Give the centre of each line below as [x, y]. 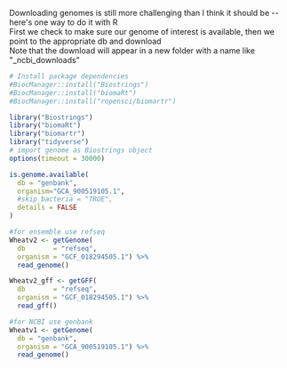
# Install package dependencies [69, 76]
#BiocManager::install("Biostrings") [79, 84]
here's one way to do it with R [64, 22]
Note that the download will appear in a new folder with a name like [132, 51]
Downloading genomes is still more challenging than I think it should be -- [144, 13]
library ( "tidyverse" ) [49, 142]
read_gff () [37, 306]
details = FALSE [47, 208]
